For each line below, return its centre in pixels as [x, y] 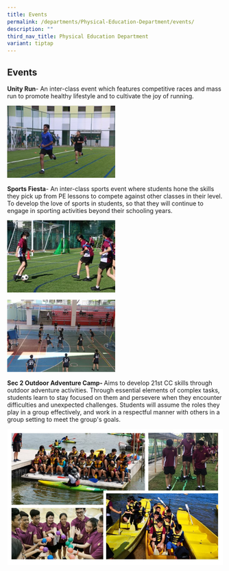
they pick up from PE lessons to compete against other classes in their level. [115, 197]
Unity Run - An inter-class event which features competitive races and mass [114, 89]
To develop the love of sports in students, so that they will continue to [105, 203]
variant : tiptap [30, 44]
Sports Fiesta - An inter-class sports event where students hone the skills [111, 189]
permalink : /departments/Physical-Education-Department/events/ [101, 22]
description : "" [30, 29]
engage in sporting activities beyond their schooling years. [90, 211]
